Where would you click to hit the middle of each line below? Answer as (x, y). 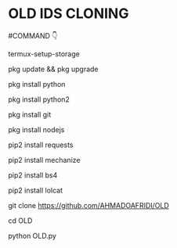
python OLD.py (33, 235)
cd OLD (20, 221)
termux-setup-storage (44, 54)
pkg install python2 (39, 99)
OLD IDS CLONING (69, 14)
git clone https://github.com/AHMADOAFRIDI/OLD (89, 205)
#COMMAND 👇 (33, 35)
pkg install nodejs (36, 129)
